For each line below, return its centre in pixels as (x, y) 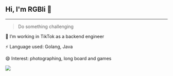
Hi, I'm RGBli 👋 (29, 9)
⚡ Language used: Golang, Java (39, 46)
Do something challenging (46, 27)
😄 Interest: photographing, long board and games (58, 58)
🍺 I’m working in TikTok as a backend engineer (55, 36)
